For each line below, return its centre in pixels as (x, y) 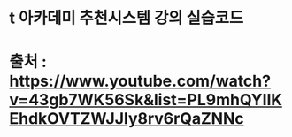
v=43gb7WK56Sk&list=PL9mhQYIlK (146, 100)
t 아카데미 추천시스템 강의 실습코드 (127, 18)
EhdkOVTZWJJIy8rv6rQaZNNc (127, 119)
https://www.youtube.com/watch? (140, 81)
